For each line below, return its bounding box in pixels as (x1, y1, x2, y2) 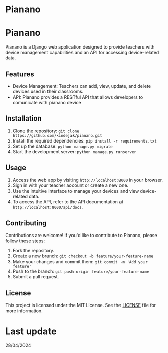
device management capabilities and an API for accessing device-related (5, 50, 159, 56)
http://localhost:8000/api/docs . (12, 204, 83, 210)
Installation (5, 114, 42, 123)
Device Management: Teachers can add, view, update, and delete (12, 83, 151, 89)
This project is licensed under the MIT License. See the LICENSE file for (5, 302, 156, 309)
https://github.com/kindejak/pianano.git (12, 133, 102, 138)
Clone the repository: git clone (12, 128, 79, 134)
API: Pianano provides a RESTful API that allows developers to (12, 93, 143, 100)
